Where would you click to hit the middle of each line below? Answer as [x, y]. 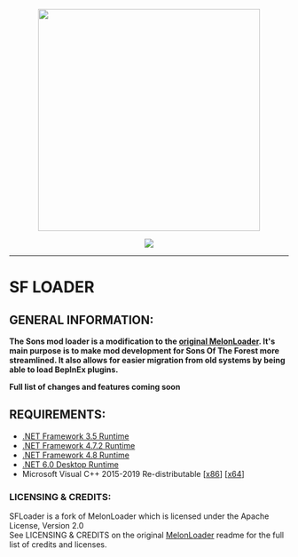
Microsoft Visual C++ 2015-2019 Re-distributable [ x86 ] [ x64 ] [133, 473]
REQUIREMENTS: [58, 414]
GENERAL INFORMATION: [82, 320]
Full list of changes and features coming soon [95, 387]
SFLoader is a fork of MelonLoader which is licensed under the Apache [139, 516]
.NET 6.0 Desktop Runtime [71, 464]
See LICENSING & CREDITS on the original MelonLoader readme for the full [147, 535]
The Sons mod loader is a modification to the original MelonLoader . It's [142, 341]
